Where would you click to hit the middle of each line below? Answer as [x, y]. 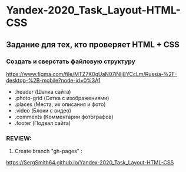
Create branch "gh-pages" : [48, 151]
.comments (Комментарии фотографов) [64, 117]
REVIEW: [19, 138]
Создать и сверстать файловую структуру [71, 61]
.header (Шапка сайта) [43, 91]
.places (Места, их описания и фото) [60, 104]
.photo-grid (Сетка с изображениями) [62, 98]
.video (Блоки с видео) [43, 110]
